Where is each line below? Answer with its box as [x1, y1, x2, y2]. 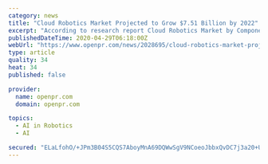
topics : [8, 115, 34, 123]
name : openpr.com [15, 92, 73, 100]
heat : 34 [8, 64, 37, 72]
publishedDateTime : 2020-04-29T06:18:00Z [8, 33, 148, 42]
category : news [8, 11, 59, 20]
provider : [8, 85, 41, 93]
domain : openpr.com [15, 100, 81, 108]
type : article [8, 49, 56, 57]
